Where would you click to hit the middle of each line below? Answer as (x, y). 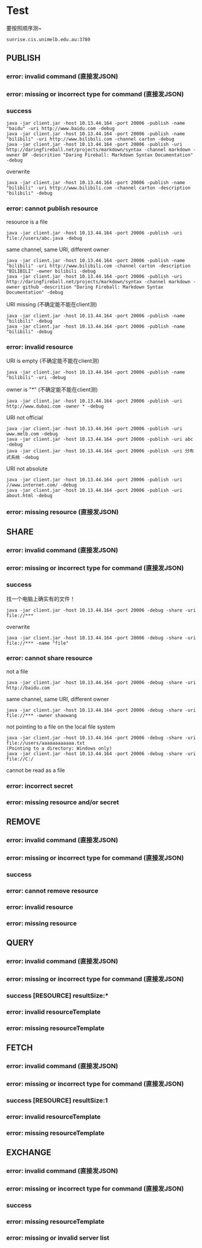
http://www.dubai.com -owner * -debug (55, 406)
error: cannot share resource (50, 658)
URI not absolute (27, 469)
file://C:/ (20, 759)
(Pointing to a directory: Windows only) (59, 748)
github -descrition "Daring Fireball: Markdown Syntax (93, 287)
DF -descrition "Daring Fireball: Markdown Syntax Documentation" (108, 155)
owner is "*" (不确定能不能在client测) (52, 390)
